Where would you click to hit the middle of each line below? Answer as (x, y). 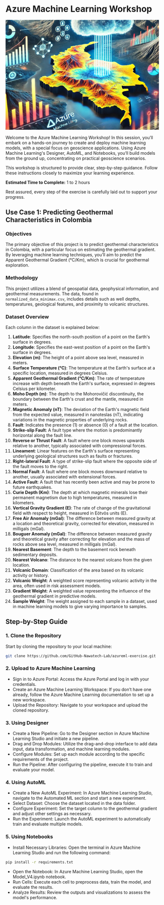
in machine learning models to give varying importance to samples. (80, 607)
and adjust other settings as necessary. (52, 814)
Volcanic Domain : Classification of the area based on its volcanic (78, 570)
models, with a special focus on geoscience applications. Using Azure (76, 148)
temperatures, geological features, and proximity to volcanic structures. (77, 304)
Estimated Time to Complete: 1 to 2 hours (48, 182)
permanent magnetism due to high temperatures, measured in (75, 497)
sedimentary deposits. (35, 555)
